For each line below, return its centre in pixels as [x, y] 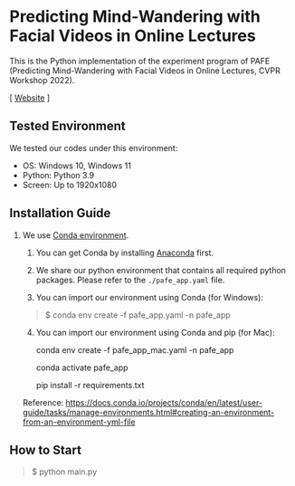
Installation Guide [60, 213]
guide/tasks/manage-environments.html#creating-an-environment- [148, 412]
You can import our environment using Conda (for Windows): [150, 297]
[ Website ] [30, 98]
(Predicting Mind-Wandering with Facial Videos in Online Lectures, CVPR [145, 71]
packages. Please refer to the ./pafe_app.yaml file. [130, 280]
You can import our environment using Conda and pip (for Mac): [155, 332]
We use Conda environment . [76, 235]
